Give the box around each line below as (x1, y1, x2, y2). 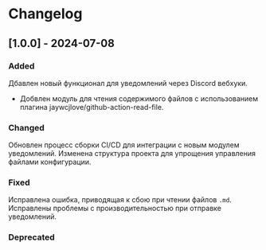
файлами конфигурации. (8, 157, 92, 167)
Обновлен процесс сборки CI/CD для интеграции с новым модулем (8, 140, 241, 150)
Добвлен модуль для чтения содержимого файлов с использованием (19, 93, 259, 104)
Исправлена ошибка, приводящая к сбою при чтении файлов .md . (8, 195, 233, 205)
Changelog (8, 5, 83, 23)
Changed (8, 122, 45, 133)
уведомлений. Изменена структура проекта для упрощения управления (8, 149, 256, 158)
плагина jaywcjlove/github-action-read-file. (19, 102, 164, 111)
